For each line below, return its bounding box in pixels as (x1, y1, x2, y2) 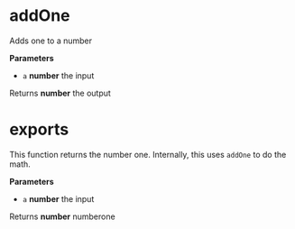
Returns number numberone (9, 211, 115, 222)
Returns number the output (9, 87, 111, 98)
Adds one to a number (9, 35, 93, 46)
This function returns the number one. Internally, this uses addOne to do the (9, 149, 287, 160)
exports (9, 119, 69, 140)
